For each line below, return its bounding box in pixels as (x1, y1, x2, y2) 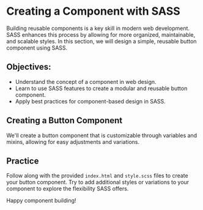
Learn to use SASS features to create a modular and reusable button (15, 84, 188, 92)
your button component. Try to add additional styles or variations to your (6, 179, 190, 186)
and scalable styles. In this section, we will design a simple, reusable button (6, 37, 197, 45)
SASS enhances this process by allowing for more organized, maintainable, (6, 31, 196, 38)
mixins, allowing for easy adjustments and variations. (6, 138, 140, 145)
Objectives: (6, 62, 51, 72)
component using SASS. (6, 44, 68, 51)
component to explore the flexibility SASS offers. (6, 185, 129, 192)
